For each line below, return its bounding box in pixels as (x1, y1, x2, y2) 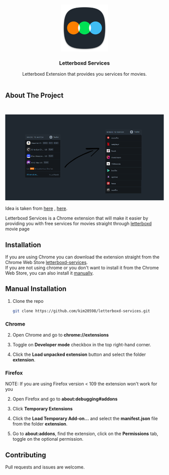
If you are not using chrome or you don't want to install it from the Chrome (5, 265, 159, 271)
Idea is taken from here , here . (5, 205, 68, 212)
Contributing (5, 451, 46, 459)
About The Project (5, 91, 64, 99)
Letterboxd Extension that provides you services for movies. (22, 71, 147, 77)
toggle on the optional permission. (12, 436, 84, 442)
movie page (5, 226, 30, 232)
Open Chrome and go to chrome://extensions (12, 332, 109, 338)
